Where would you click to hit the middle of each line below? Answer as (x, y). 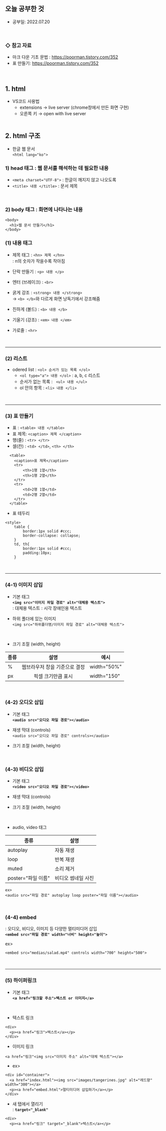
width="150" (105, 676)
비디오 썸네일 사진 (74, 878)
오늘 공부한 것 (25, 9)
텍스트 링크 (23, 1017)
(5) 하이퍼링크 (21, 981)
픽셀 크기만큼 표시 (53, 676)
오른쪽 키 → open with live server (53, 113)
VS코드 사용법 (26, 101)
